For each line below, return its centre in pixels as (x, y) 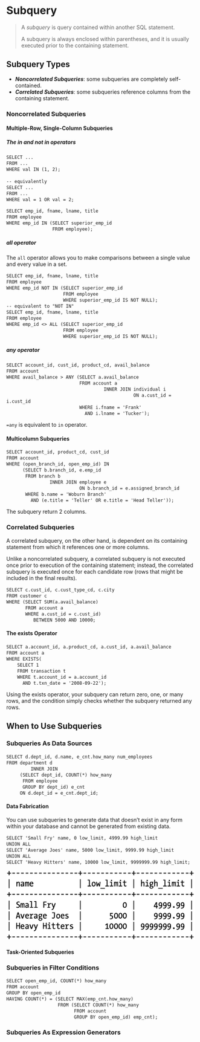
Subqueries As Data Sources (49, 743)
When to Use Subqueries (54, 726)
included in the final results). (42, 578)
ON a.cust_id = (152, 396)
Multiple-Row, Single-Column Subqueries (60, 128)
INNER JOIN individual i (135, 390)
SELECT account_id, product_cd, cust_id (58, 452)
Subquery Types (38, 64)
